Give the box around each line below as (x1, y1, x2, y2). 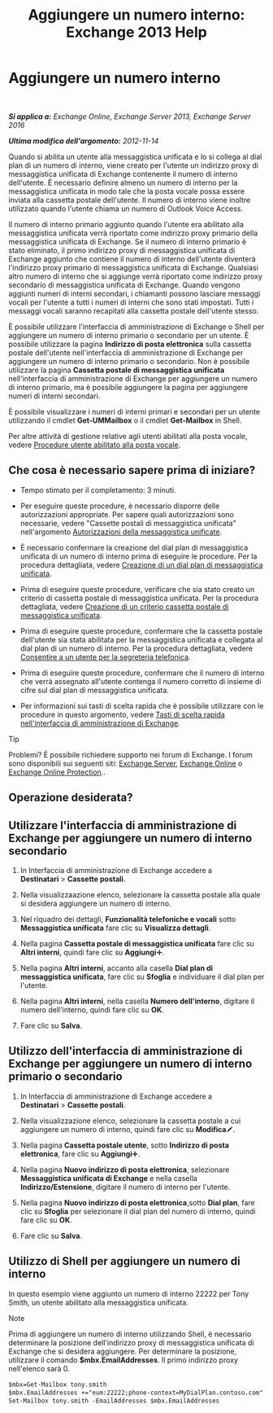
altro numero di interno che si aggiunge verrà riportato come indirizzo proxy (8, 271, 262, 281)
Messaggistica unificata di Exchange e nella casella (19, 1173, 197, 1183)
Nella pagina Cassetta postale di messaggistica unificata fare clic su (19, 938, 254, 948)
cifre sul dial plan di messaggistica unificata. (19, 685, 169, 695)
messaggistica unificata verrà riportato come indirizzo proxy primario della (8, 228, 258, 238)
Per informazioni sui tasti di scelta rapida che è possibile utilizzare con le (19, 700, 264, 710)
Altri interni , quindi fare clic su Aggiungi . (19, 947, 165, 957)
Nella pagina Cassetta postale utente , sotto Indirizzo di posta (19, 1140, 230, 1150)
